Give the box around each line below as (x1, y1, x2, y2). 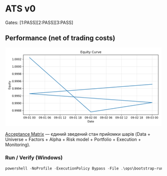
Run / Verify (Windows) (5, 154, 63, 161)
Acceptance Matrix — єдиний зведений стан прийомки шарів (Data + (5, 131, 151, 137)
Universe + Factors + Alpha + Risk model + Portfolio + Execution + (5, 136, 141, 142)
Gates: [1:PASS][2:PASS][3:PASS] (5, 19, 74, 25)
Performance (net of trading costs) (5, 34, 116, 42)
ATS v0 (5, 3, 36, 14)
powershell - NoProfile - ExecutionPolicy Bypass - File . (5, 166, 123, 171)
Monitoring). (5, 142, 31, 148)
